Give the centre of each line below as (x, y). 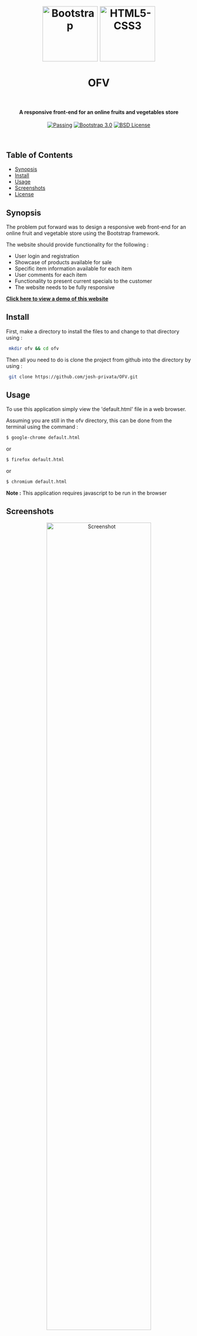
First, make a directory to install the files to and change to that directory (93, 331)
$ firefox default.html (35, 460)
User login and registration (47, 256)
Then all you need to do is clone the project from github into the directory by (98, 360)
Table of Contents (40, 155)
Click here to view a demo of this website (57, 299)
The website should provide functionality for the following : (77, 245)
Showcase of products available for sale (63, 263)
